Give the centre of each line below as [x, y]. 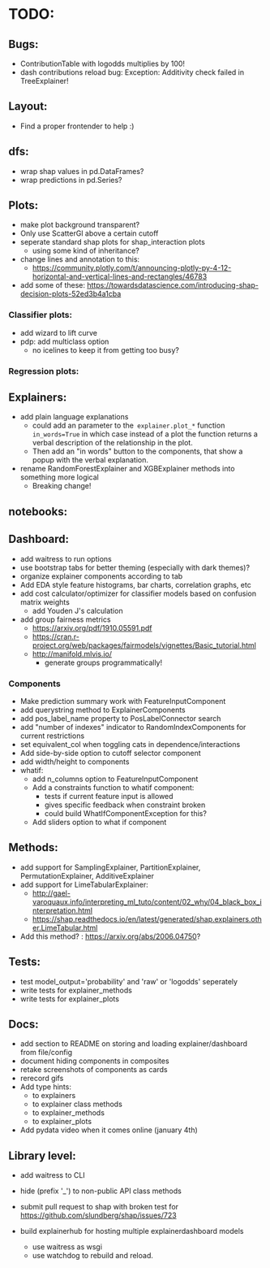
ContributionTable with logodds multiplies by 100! [102, 63]
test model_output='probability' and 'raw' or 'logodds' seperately [129, 981]
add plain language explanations [74, 417]
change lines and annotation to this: [80, 259]
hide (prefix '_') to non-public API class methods [101, 1191]
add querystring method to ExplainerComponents [103, 710]
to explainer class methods [77, 1104]
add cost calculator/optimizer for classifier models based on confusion [138, 593]
